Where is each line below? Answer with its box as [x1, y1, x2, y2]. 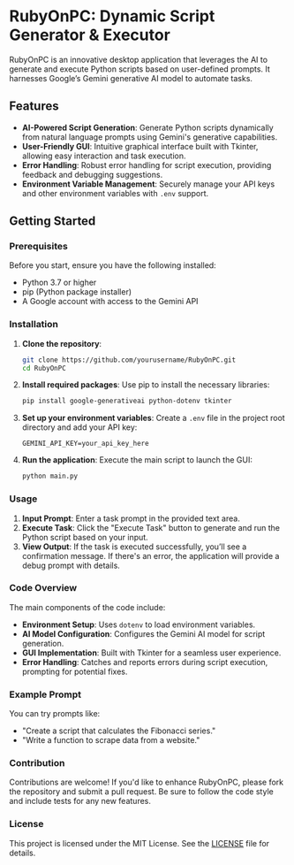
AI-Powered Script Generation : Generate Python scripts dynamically [21, 122, 274, 133]
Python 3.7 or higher [21, 277, 97, 288]
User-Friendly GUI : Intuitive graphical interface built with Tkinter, [21, 141, 259, 151]
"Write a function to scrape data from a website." [21, 735, 200, 746]
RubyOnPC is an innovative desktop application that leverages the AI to [9, 54, 268, 65]
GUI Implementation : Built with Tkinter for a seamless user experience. [21, 647, 282, 658]
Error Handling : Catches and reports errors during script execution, [21, 656, 268, 667]
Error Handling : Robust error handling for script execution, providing [21, 159, 272, 170]
